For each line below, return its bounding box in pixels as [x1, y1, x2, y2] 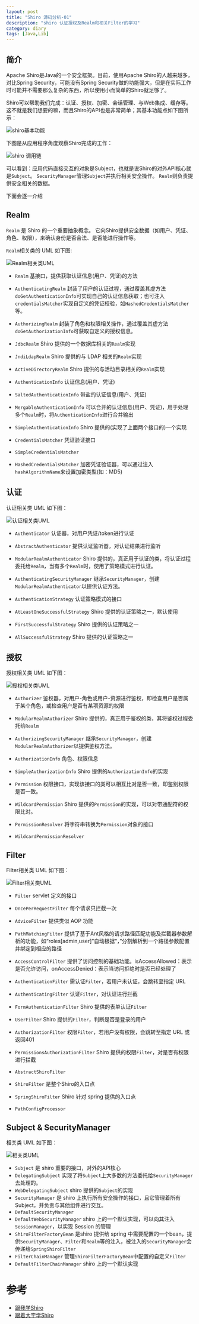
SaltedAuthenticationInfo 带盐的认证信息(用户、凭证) [14, 390, 147, 398]
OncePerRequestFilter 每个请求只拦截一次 [14, 905, 117, 912]
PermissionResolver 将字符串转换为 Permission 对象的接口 [14, 821, 154, 828]
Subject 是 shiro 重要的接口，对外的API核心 [14, 1165, 121, 1171]
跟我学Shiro [14, 1304, 43, 1311]
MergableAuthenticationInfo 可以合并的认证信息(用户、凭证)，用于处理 [14, 404, 189, 411]
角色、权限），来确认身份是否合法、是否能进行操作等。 [6, 234, 139, 241]
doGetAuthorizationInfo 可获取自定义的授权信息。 [14, 327, 137, 334]
